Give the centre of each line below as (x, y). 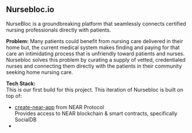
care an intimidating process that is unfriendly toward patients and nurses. (95, 53)
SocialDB (25, 120)
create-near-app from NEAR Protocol (59, 107)
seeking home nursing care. (40, 72)
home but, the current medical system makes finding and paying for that (93, 47)
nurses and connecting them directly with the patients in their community (94, 66)
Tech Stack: (21, 83)
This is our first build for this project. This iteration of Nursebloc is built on (95, 89)
